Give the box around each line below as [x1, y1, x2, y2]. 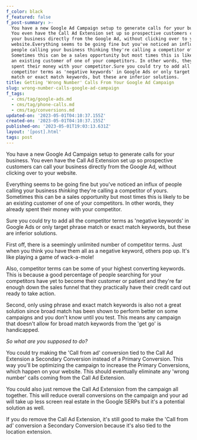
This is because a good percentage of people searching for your [6, 271, 162, 278]
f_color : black [6, 8, 43, 15]
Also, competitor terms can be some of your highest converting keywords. [6, 265, 186, 272]
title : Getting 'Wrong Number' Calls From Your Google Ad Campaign [6, 80, 175, 86]
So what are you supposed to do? [6, 338, 88, 345]
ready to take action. [6, 289, 56, 297]
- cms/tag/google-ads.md [11, 96, 72, 102]
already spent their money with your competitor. [6, 205, 122, 212]
